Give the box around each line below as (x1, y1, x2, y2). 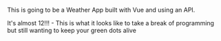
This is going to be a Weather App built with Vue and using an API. (7, 6, 196, 14)
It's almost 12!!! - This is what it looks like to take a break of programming (7, 19, 215, 27)
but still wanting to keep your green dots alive (7, 27, 136, 34)
